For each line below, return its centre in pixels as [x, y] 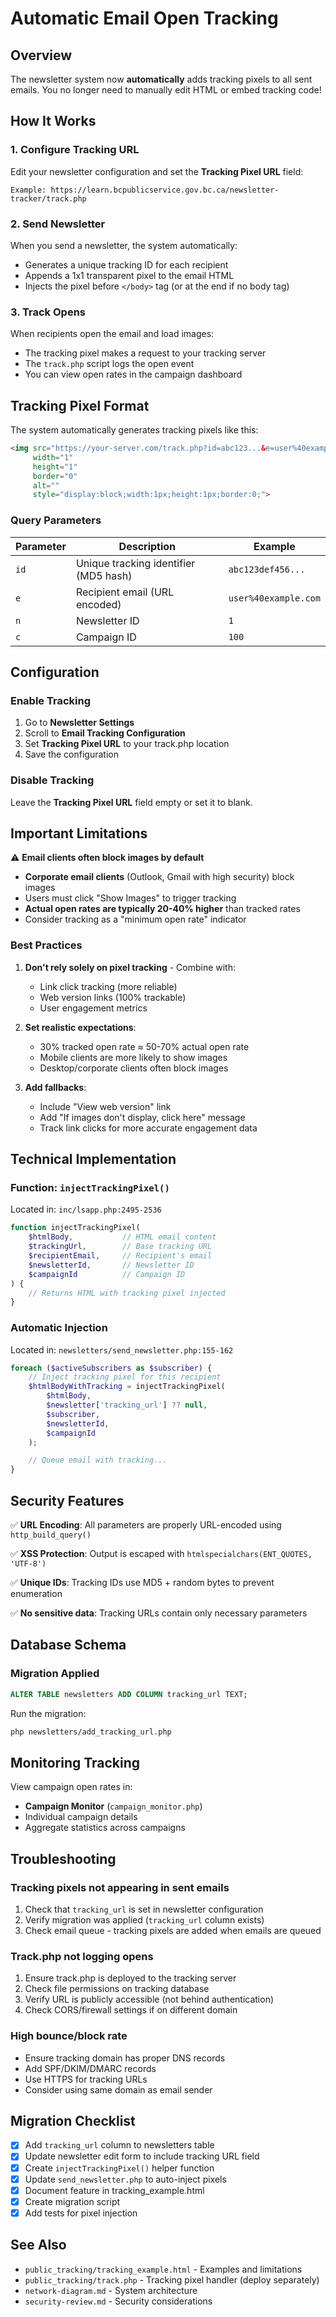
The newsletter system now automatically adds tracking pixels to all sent [161, 79]
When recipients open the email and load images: [112, 334]
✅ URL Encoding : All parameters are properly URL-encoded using [146, 1525]
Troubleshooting [63, 1858]
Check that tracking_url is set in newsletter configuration [144, 1909]
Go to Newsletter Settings [79, 723]
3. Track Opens [48, 312]
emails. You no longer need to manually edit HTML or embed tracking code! [166, 90]
